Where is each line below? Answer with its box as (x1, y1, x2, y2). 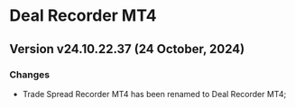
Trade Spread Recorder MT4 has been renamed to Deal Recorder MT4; (22, 88, 287, 99)
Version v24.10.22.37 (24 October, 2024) (9, 41, 245, 57)
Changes (9, 68, 51, 81)
